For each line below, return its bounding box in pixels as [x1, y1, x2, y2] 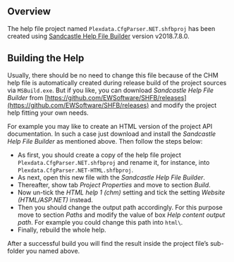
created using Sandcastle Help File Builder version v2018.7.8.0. [7, 32, 190, 40]
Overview [7, 6, 51, 18]
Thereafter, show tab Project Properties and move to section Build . [17, 180, 211, 189]
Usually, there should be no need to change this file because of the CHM [7, 70, 218, 80]
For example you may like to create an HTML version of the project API [7, 122, 213, 130]
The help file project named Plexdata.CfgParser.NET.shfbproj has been [7, 24, 216, 32]
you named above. [25, 247, 80, 255]
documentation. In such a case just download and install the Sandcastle [7, 130, 216, 138]
